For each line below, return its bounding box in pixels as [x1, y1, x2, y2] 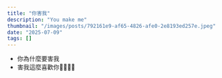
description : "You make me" [7, 16, 88, 23]
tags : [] [7, 35, 32, 42]
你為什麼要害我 [16, 55, 60, 63]
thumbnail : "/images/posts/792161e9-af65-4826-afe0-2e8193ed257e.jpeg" [7, 22, 216, 29]
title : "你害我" [7, 9, 51, 17]
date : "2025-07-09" [7, 28, 63, 36]
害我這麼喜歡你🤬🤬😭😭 [16, 63, 75, 71]
